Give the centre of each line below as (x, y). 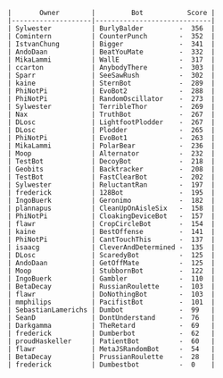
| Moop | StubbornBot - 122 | (111, 271)
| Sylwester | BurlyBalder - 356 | (111, 29)
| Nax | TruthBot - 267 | (111, 114)
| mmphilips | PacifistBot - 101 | (111, 302)
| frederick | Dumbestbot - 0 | (111, 365)
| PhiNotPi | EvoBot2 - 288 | (111, 91)
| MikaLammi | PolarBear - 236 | (111, 146)
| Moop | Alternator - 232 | (111, 154)
